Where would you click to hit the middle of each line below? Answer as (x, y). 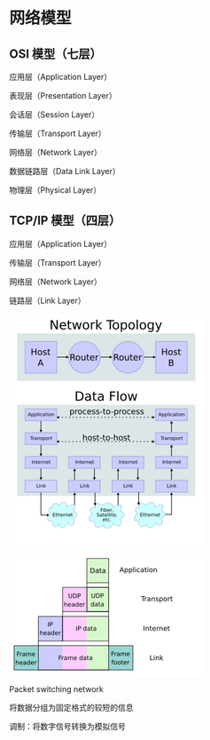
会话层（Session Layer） (54, 115)
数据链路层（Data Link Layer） (65, 171)
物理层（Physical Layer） (55, 190)
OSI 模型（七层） (55, 54)
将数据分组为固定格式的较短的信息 (71, 707)
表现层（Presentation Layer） (63, 95)
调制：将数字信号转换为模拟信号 (67, 726)
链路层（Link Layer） (47, 300)
